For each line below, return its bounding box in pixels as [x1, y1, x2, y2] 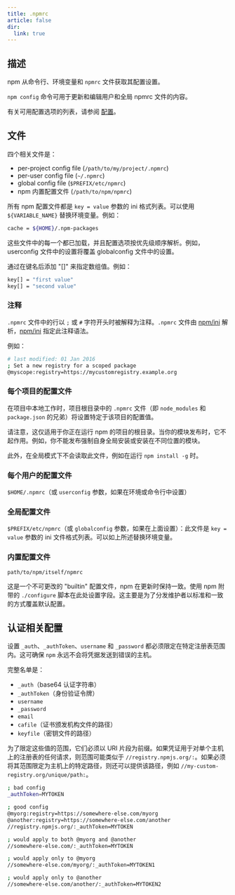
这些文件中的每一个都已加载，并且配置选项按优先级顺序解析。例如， [7, 238, 204, 246]
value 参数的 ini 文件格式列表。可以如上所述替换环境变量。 [7, 533, 177, 541]
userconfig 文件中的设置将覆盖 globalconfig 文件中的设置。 [7, 247, 178, 256]
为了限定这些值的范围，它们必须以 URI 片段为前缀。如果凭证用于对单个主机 [7, 744, 224, 753]
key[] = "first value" [7, 276, 74, 283]
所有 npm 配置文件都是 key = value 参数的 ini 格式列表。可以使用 [7, 201, 195, 211]
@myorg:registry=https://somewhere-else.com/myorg [7, 810, 159, 818]
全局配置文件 [7, 507, 51, 517]
